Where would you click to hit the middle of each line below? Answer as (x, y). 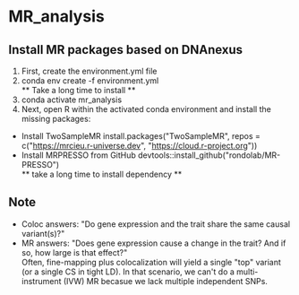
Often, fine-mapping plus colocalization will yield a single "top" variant (151, 262)
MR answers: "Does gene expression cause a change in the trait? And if (154, 243)
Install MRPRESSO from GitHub (78, 155)
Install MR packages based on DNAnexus (126, 50)
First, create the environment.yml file (89, 71)
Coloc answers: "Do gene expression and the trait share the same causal (156, 224)
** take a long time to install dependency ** (102, 174)
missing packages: (56, 119)
